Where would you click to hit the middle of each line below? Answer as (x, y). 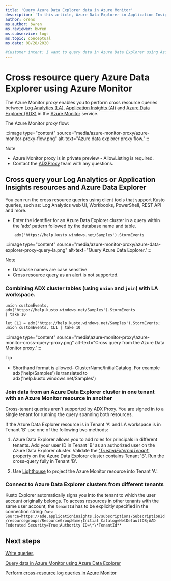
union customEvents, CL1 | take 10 (43, 327)
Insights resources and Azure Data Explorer (76, 187)
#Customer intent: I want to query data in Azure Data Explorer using (82, 52)
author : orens (20, 19)
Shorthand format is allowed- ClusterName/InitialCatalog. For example (86, 368)
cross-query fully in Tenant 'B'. (45, 461)
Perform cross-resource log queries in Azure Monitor (61, 573)
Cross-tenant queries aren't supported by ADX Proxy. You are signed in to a (84, 409)
